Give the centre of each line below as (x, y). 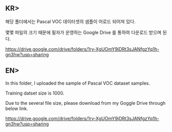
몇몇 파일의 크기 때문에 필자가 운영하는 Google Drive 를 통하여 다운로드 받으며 (83, 32)
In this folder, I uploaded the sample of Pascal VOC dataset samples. (78, 83)
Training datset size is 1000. (35, 93)
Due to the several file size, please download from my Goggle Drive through (85, 103)
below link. (17, 108)
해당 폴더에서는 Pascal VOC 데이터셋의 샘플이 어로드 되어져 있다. (71, 21)
